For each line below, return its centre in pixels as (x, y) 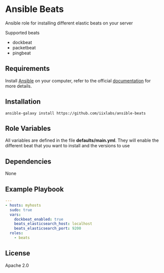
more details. (19, 86)
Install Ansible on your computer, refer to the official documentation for (78, 80)
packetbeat (24, 47)
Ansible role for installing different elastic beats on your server (69, 23)
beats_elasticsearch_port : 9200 (48, 229)
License (18, 253)
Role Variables (28, 128)
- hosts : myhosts (23, 205)
